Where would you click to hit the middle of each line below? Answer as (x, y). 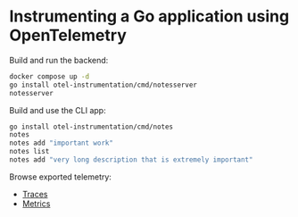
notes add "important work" (62, 143)
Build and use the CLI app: (58, 110)
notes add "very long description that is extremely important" (131, 160)
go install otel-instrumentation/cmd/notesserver (103, 85)
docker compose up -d (50, 76)
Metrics (36, 204)
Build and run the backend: (59, 60)
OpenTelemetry (68, 35)
